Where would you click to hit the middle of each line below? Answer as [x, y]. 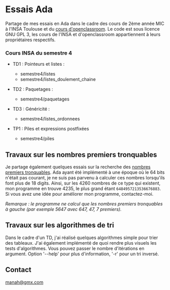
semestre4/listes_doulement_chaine [58, 80]
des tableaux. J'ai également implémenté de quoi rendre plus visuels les [81, 243]
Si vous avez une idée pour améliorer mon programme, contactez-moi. [79, 194]
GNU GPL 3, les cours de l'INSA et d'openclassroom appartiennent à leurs [83, 34]
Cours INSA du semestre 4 [39, 53]
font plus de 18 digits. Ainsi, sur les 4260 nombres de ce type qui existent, [83, 183]
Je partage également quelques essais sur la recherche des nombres [78, 167]
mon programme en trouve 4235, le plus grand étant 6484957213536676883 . [83, 189]
